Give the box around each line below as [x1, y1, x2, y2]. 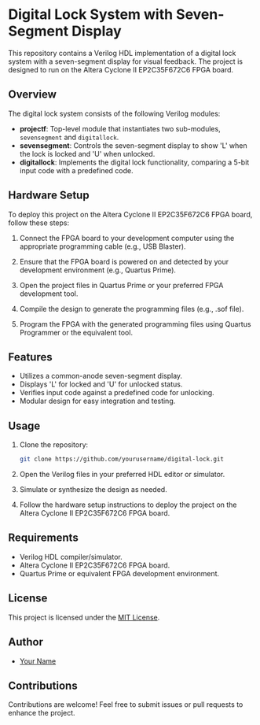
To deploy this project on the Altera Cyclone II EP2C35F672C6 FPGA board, [8, 209, 253, 219]
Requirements [8, 531, 79, 545]
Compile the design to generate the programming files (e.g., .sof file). [19, 304, 244, 313]
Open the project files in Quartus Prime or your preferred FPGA [19, 280, 224, 290]
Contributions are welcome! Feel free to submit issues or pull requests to [8, 700, 244, 709]
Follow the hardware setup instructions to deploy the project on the [19, 500, 237, 509]
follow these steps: [8, 218, 69, 227]
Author [8, 635, 43, 649]
